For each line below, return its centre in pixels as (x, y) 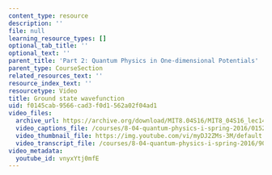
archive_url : (38, 121)
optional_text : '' (39, 53)
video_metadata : (36, 151)
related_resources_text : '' (56, 76)
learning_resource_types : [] (57, 38)
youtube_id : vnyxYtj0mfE (57, 158)
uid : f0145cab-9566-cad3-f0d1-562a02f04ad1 (83, 106)
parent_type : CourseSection (56, 69)
